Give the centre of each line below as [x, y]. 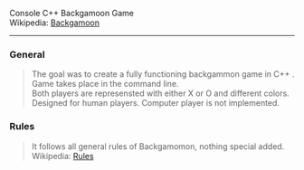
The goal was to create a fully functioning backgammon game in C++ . [163, 74]
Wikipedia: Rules [62, 156]
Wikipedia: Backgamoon [54, 23]
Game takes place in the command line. [105, 84]
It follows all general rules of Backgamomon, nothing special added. [158, 146]
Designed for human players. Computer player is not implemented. [156, 103]
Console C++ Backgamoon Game [71, 13]
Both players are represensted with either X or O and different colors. [160, 93]
